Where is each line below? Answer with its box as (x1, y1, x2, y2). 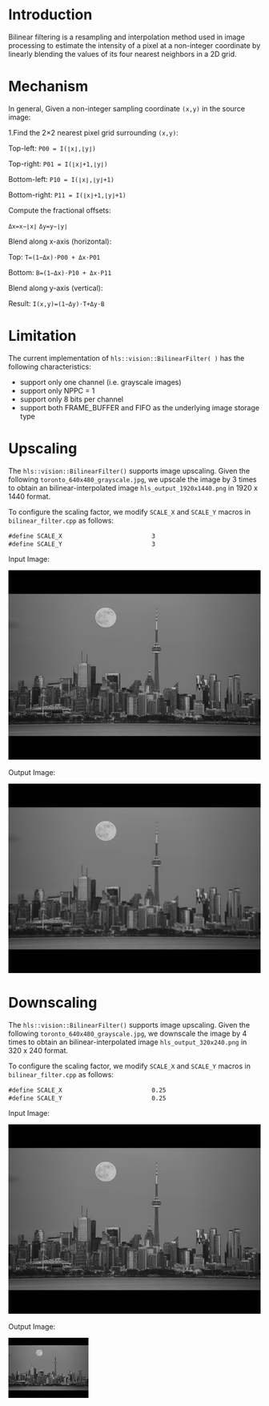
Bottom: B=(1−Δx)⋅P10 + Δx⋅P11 (8, 267, 112, 277)
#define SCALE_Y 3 (8, 539, 156, 548)
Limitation (8, 327, 77, 345)
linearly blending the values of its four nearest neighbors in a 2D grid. (8, 49, 237, 59)
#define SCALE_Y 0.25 (8, 1094, 167, 1102)
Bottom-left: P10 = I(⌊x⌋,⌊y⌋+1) (8, 174, 114, 184)
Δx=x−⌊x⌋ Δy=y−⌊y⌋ (8, 222, 68, 230)
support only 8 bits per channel (19, 394, 124, 404)
